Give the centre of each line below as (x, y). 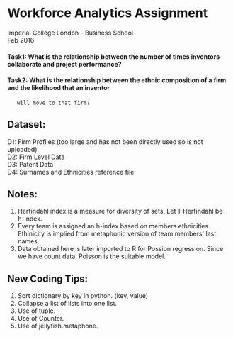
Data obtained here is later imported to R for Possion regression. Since (120, 249)
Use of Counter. (41, 319)
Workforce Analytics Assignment (108, 13)
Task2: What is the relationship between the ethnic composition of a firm (117, 80)
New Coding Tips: (48, 278)
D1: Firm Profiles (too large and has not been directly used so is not (105, 142)
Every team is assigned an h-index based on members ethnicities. (114, 226)
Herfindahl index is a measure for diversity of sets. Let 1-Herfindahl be (120, 211)
